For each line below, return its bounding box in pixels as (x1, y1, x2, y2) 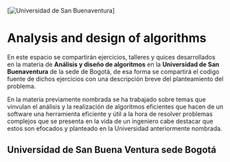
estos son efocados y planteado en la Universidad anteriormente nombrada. (7, 124, 222, 133)
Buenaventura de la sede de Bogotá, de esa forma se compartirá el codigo (7, 67, 220, 75)
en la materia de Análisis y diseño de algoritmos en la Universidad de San (7, 60, 220, 68)
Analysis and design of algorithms (7, 31, 207, 46)
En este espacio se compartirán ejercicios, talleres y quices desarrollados (7, 53, 216, 61)
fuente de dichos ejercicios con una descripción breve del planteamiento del (7, 75, 224, 83)
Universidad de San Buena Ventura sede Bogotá (7, 144, 216, 156)
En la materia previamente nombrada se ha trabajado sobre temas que (7, 95, 206, 103)
